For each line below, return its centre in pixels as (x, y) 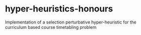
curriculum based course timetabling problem (51, 27)
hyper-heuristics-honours (59, 9)
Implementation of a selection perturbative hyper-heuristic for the (71, 22)
